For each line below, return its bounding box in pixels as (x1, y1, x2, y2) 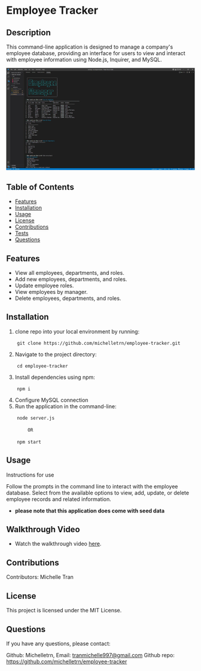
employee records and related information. (6, 495, 112, 503)
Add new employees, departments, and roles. (14, 276, 127, 283)
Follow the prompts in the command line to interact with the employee (6, 482, 178, 490)
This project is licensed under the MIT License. (6, 607, 122, 614)
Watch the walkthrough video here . (14, 540, 102, 548)
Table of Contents (6, 182, 75, 192)
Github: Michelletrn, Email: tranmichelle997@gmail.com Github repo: (6, 651, 175, 658)
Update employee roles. (14, 282, 74, 289)
